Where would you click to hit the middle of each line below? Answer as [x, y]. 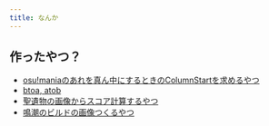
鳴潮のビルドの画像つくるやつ [78, 112]
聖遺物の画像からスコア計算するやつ [90, 102]
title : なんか [34, 18]
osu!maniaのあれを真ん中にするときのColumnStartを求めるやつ [141, 80]
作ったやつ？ [45, 57]
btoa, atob [42, 91]
